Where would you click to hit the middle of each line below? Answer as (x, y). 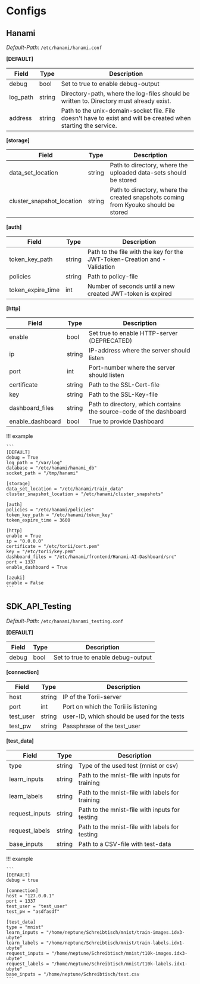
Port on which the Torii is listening (110, 706)
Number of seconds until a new (131, 286)
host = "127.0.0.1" (30, 896)
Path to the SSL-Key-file (123, 394)
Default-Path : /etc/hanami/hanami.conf (54, 47)
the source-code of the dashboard (137, 412)
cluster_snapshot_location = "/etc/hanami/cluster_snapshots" (85, 494)
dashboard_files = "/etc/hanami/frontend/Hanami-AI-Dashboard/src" (92, 557)
